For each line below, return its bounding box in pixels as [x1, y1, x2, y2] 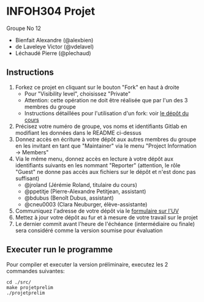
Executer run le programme [6, 244, 113, 255]
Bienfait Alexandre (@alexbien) [15, 36, 94, 43]
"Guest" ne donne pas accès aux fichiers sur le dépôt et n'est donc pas [15, 168, 196, 175]
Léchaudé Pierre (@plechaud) [15, 49, 91, 56]
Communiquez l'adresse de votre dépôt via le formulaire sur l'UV [15, 207, 179, 214]
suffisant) [15, 175, 40, 182]
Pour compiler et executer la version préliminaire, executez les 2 [6, 260, 168, 268]
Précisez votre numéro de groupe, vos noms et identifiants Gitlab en [15, 123, 187, 130]
